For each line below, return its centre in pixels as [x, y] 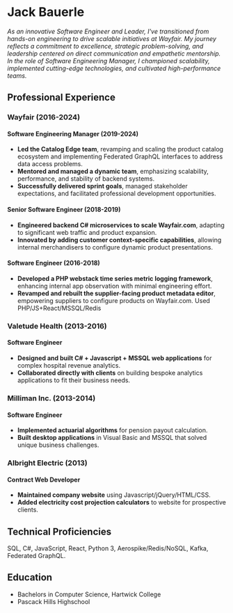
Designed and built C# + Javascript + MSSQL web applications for [114, 358]
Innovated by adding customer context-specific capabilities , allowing [119, 240]
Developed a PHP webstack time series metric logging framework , [115, 278]
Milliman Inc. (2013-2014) [51, 398]
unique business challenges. [58, 445]
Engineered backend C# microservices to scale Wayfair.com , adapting [121, 225]
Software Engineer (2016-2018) [54, 263]
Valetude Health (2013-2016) [57, 326]
